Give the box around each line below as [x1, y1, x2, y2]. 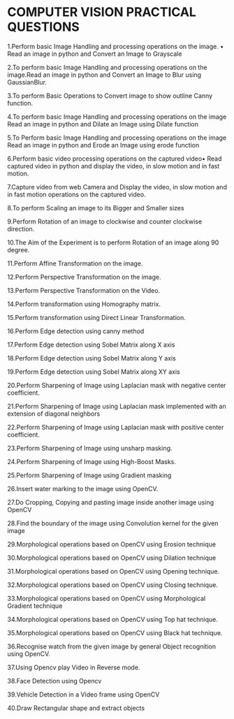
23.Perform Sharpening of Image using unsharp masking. [7, 444, 173, 452]
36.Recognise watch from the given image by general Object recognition [7, 642, 217, 651]
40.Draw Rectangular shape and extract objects [7, 704, 145, 712]
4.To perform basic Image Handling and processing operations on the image [7, 112, 227, 121]
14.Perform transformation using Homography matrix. [7, 300, 161, 308]
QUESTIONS [7, 19, 80, 35]
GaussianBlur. [7, 78, 47, 86]
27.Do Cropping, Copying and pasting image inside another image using [7, 498, 214, 507]
